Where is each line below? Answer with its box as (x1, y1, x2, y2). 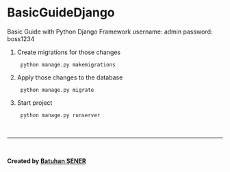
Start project (16, 98, 53, 107)
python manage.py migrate (20, 86, 94, 93)
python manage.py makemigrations (20, 61, 116, 68)
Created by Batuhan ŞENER (7, 156, 87, 165)
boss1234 (7, 34, 35, 42)
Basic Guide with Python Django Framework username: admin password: (7, 27, 213, 36)
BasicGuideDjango (7, 5, 115, 21)
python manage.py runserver (20, 112, 101, 119)
